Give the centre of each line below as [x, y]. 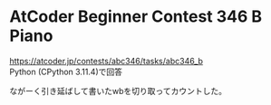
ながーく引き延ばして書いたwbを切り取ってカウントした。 [118, 91]
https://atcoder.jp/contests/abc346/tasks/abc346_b [106, 61]
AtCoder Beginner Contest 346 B [136, 17]
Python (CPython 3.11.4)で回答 [66, 72]
